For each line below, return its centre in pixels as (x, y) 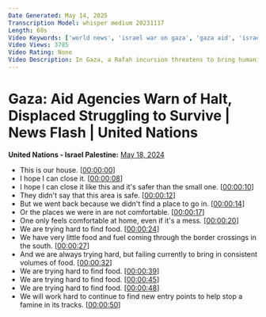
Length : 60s (28, 30)
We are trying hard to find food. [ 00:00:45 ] (89, 279)
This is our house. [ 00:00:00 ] (68, 170)
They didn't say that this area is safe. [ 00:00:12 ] (97, 195)
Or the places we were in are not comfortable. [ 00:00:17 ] (112, 212)
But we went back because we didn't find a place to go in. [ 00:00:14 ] (132, 204)
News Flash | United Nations (103, 133)
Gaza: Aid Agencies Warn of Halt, (120, 99)
